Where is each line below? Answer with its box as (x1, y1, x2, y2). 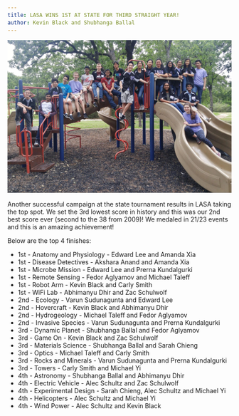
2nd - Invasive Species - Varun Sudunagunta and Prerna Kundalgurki (17, 318, 221, 327)
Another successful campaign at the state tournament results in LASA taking (7, 199, 232, 208)
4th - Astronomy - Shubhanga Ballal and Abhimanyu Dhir (17, 371, 185, 380)
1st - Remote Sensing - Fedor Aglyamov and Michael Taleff (17, 273, 191, 281)
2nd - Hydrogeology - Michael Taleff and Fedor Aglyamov (17, 311, 188, 319)
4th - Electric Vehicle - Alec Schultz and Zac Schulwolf (17, 378, 179, 388)
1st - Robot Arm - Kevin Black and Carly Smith (17, 280, 153, 288)
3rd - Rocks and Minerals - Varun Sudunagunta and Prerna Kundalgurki (17, 356, 228, 365)
